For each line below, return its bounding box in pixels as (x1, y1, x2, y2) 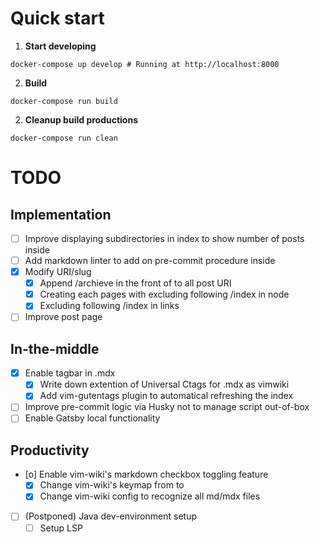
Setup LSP (39, 522, 83, 534)
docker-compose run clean (10, 133, 118, 143)
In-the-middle (10, 340, 100, 357)
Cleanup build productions (24, 113, 139, 126)
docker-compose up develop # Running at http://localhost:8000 (10, 59, 280, 69)
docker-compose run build (10, 96, 118, 106)
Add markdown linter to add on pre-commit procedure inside (24, 255, 276, 266)
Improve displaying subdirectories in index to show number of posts (24, 232, 305, 244)
